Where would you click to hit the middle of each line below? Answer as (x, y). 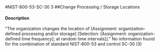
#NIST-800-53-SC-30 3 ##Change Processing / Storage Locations (72, 7)
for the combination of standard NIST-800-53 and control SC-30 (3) (74, 44)
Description (17, 18)
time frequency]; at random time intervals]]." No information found (88, 39)
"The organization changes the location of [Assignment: (61, 29)
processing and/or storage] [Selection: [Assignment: (74, 34)
